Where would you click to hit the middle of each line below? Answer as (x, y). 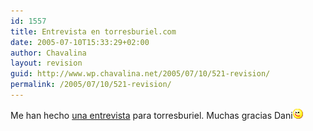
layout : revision (46, 63)
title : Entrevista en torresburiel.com (93, 31)
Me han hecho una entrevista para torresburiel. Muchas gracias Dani (151, 115)
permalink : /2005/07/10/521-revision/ (91, 85)
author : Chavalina (48, 53)
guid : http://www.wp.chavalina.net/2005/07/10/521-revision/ (140, 74)
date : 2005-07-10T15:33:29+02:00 (80, 42)
